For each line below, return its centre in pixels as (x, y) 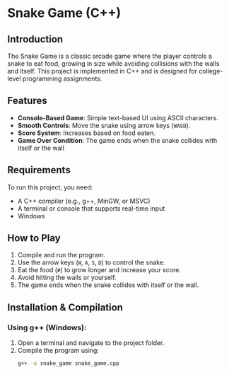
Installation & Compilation (65, 307)
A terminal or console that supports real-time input (91, 208)
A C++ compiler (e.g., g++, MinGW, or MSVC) (84, 201)
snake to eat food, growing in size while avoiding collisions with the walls (113, 64)
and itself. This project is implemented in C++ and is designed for (102, 71)
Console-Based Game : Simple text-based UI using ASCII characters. (118, 117)
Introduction (35, 39)
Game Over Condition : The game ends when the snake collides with (117, 140)
